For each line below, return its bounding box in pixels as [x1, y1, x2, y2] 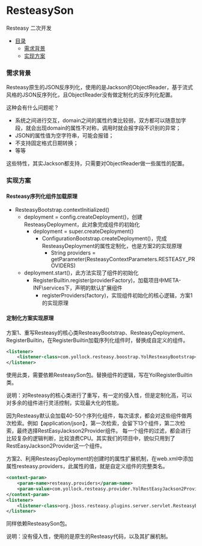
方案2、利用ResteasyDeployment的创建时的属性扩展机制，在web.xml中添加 [6, 455, 194, 462]
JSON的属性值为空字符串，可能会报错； [14, 132, 114, 139]
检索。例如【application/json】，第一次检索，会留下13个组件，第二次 [11, 420, 180, 427]
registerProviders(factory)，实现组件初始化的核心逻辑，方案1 [41, 292, 193, 299]
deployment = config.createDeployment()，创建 [23, 214, 143, 221]
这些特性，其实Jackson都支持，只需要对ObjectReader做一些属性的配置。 [6, 160, 188, 167]
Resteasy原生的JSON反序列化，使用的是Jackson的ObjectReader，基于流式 [6, 84, 194, 91]
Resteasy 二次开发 [6, 24, 52, 31]
